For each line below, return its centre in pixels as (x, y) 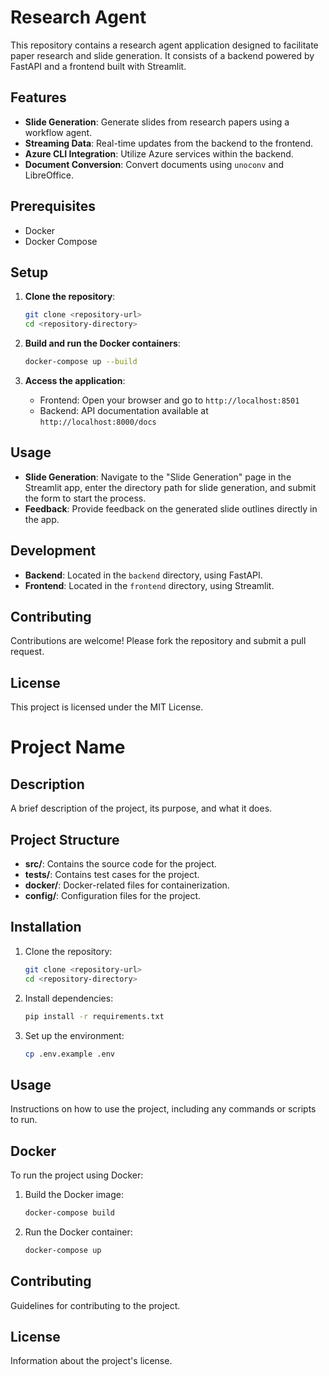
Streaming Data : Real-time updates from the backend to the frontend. (169, 143)
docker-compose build (69, 1213)
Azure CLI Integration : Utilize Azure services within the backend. (159, 153)
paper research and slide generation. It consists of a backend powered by (162, 55)
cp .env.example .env (69, 1054)
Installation (46, 927)
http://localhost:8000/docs (98, 422)
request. (27, 652)
